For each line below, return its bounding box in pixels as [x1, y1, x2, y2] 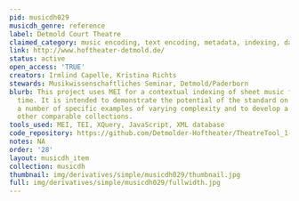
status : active [9, 54, 66, 63]
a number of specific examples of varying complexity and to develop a [17, 104, 289, 113]
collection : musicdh [9, 162, 86, 171]
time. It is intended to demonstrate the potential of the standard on [17, 95, 289, 105]
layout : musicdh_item [9, 153, 90, 163]
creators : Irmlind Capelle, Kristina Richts [9, 71, 177, 80]
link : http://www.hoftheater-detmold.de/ [9, 46, 166, 55]
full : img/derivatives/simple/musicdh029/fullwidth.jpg [9, 179, 221, 188]
